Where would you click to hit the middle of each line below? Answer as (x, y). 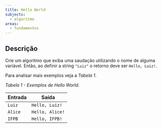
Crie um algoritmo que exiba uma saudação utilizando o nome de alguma (80, 60)
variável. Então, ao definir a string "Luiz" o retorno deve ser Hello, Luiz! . (81, 66)
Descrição (21, 49)
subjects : (15, 14)
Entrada (17, 97)
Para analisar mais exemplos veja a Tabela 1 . (51, 75)
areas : (12, 24)
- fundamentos (24, 28)
